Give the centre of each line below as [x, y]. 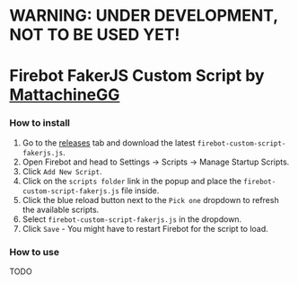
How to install [39, 123]
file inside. [140, 191]
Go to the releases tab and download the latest [109, 142]
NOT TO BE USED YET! [95, 35]
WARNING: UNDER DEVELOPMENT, [144, 16]
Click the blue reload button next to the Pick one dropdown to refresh [151, 200]
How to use [35, 252]
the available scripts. [61, 209]
